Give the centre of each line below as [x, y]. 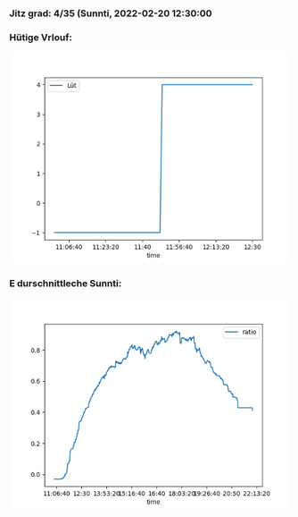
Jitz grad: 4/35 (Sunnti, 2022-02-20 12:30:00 [111, 13]
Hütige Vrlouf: [41, 37]
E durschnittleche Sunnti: [66, 284]
